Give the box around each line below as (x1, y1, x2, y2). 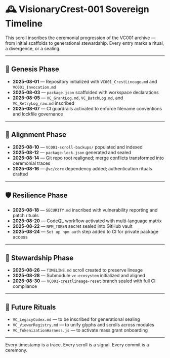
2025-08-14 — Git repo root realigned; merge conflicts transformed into (12, 155, 164, 161)
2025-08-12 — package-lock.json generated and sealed (12, 149, 132, 155)
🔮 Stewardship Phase (5, 253, 74, 262)
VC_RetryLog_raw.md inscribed (12, 100, 74, 106)
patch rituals (12, 213, 39, 219)
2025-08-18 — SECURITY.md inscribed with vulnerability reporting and (12, 207, 158, 213)
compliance (12, 283, 37, 289)
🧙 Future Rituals (5, 303, 56, 311)
